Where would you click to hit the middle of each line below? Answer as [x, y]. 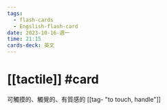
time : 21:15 [24, 39]
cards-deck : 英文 [31, 45]
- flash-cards [33, 20]
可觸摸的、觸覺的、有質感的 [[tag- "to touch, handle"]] [84, 99]
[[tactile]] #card [53, 79]
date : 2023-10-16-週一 [38, 33]
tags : [15, 13]
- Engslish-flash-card [46, 26]
